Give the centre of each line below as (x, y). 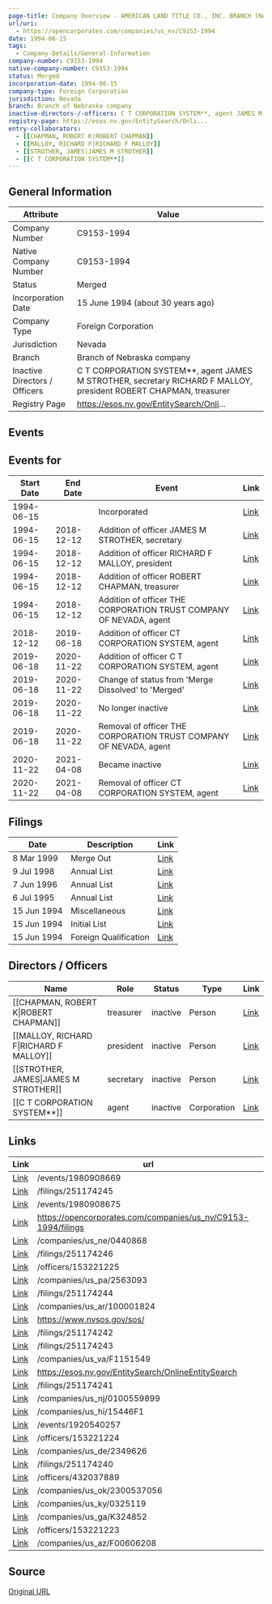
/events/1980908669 (79, 1178)
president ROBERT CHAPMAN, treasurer (153, 391)
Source (27, 1572)
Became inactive (130, 765)
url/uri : (23, 23)
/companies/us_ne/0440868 (92, 1241)
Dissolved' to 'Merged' (141, 690)
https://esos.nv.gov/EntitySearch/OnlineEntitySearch (137, 1372)
